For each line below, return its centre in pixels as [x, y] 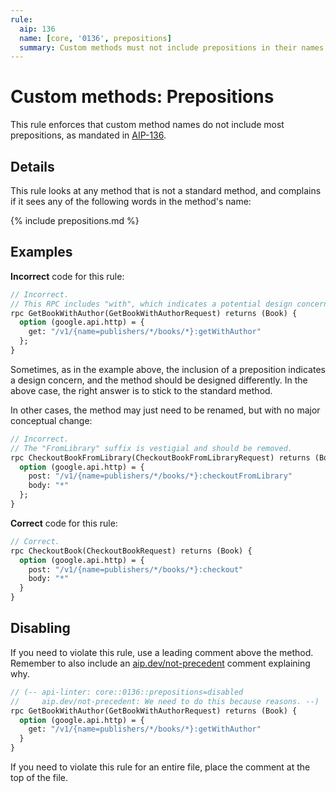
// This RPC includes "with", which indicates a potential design [151, 304]
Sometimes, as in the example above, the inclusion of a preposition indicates [168, 369]
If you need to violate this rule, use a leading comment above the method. [162, 652]
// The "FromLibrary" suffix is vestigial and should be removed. [151, 448]
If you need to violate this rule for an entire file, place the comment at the [160, 767]
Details [32, 166]
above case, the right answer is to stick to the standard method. [141, 390]
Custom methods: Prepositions [142, 97]
